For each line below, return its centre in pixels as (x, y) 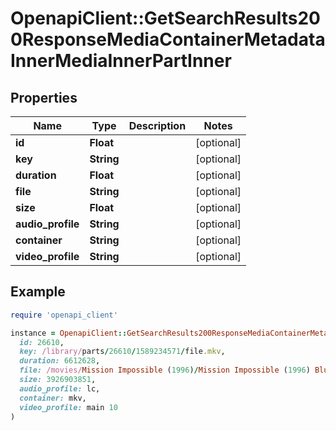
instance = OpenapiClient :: (69, 333)
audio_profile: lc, (60, 388)
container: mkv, (53, 398)
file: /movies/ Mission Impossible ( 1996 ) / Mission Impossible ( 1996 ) (165, 370)
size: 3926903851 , (58, 380)
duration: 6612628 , (60, 361)
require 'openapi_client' (64, 315)
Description (157, 125)
